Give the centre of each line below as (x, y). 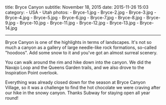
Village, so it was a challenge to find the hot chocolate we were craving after (83, 87)
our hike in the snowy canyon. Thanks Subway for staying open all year (78, 93)
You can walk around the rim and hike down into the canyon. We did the (78, 62)
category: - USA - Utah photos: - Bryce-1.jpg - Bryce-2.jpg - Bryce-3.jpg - (81, 12)
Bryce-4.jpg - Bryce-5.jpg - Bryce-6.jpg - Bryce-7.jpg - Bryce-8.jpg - (75, 17)
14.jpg (11, 28)
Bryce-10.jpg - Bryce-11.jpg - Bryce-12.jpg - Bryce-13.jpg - (79, 23)
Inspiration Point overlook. (32, 73)
